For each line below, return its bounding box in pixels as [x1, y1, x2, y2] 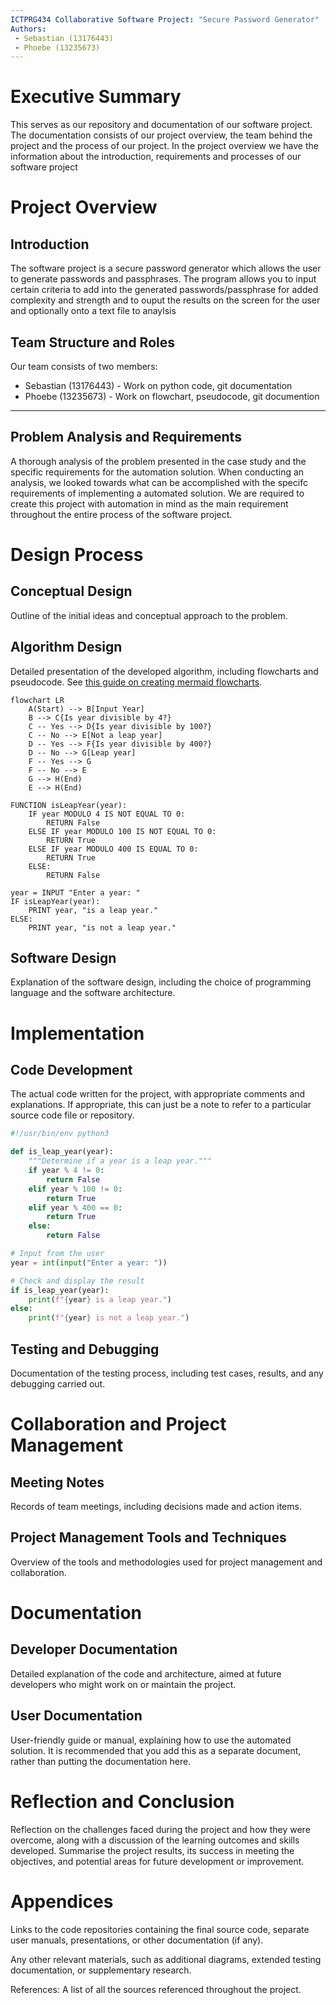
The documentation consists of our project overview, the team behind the [10, 129, 313, 141]
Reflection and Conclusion [10, 1790, 235, 1813]
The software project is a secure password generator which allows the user [10, 262, 322, 275]
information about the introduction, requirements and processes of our [10, 151, 302, 163]
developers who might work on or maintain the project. [10, 1678, 237, 1690]
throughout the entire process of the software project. [10, 508, 233, 520]
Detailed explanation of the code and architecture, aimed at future [10, 1667, 282, 1680]
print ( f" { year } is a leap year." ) [28, 1294, 172, 1305]
